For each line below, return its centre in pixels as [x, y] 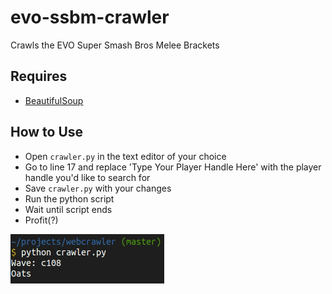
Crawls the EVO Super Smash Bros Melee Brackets [115, 45]
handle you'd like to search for [87, 177]
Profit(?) [41, 220]
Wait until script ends [68, 209]
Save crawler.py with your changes [98, 188]
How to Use [47, 132]
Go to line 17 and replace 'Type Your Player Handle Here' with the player [173, 167]
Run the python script [69, 198]
